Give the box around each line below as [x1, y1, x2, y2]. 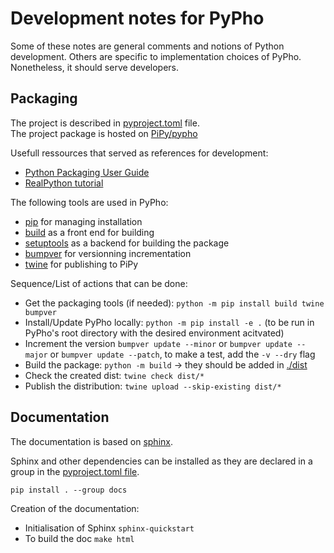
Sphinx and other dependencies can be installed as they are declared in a [10, 455, 313, 467]
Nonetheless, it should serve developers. [10, 61, 180, 73]
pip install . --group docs [10, 485, 128, 495]
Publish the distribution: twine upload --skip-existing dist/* [24, 380, 282, 392]
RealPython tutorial [24, 177, 104, 189]
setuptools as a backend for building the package [24, 237, 230, 249]
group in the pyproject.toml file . [10, 465, 140, 477]
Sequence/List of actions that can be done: [10, 277, 188, 289]
